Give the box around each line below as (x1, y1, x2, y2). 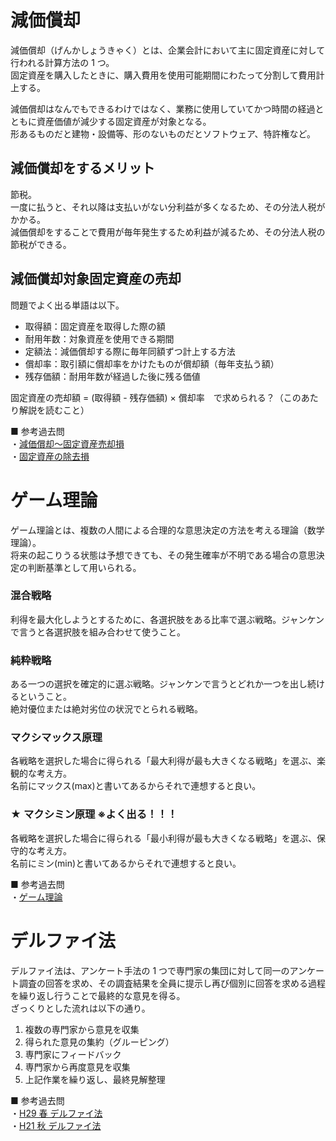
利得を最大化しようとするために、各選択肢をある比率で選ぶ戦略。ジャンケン (10, 613, 325, 625)
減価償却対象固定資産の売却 (10, 271, 182, 288)
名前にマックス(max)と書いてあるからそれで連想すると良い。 (10, 780, 262, 792)
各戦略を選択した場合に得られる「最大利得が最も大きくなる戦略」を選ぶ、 (10, 755, 317, 767)
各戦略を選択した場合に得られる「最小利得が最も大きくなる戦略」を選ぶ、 (10, 832, 317, 844)
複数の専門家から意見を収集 (24, 1023, 140, 1035)
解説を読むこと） (18, 404, 90, 416)
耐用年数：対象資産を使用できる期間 (24, 332, 175, 345)
